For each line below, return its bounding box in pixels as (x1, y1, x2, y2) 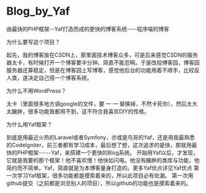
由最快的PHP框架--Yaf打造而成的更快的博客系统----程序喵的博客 (6, 25, 170, 32)
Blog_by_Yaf (6, 4, 71, 18)
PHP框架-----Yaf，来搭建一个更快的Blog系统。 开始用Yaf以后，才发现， (17, 148, 199, 156)
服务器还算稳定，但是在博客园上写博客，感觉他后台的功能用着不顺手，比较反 (6, 66, 200, 74)
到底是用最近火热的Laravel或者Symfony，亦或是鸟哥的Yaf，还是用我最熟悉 (6, 133, 195, 141)
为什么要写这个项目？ (6, 38, 60, 45)
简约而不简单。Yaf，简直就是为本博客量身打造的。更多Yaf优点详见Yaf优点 (6, 164, 193, 172)
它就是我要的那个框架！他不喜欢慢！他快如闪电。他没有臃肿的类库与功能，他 (6, 156, 200, 164)
